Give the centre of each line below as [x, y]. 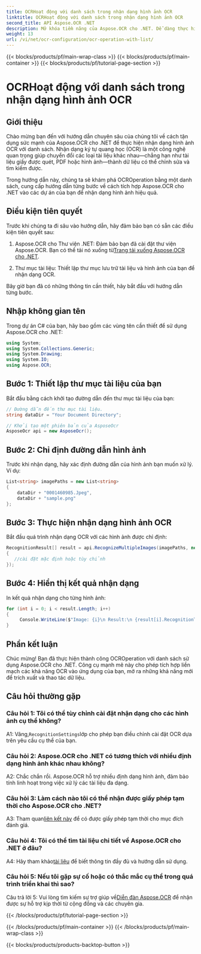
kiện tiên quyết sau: [31, 232]
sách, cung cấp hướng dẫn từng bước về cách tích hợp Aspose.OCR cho [95, 186]
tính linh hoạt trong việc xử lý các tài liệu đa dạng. [68, 783]
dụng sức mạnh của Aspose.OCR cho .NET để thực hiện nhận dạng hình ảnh [100, 143]
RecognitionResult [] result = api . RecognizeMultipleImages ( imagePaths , [97, 548]
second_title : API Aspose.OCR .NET [51, 23]
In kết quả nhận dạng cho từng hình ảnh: [56, 598]
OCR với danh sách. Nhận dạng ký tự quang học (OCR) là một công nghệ [96, 149]
